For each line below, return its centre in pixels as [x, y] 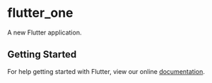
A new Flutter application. [45, 32]
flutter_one [40, 13]
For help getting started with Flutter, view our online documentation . [106, 71]
